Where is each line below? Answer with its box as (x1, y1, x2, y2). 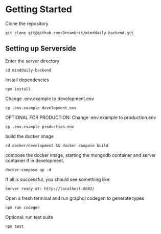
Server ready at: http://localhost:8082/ (5, 186, 95, 191)
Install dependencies (5, 77, 50, 83)
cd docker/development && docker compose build (5, 143, 109, 148)
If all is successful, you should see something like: (5, 176, 111, 182)
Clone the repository (5, 20, 49, 27)
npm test (5, 224, 24, 229)
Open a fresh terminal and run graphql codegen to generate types (5, 195, 145, 201)
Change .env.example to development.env (5, 96, 95, 102)
